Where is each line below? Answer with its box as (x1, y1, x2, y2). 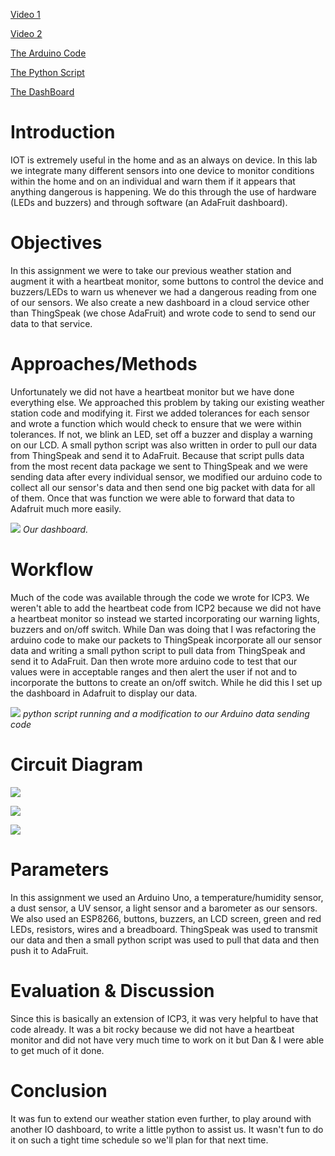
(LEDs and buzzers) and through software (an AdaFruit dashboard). (10, 196, 288, 208)
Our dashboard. (22, 523, 89, 535)
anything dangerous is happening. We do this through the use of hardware (10, 185, 317, 198)
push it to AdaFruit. (10, 944, 89, 956)
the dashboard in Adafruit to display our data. (10, 687, 198, 699)
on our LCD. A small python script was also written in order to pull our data (10, 439, 318, 451)
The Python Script (10, 67, 85, 78)
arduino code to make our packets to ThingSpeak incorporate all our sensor (10, 634, 323, 646)
